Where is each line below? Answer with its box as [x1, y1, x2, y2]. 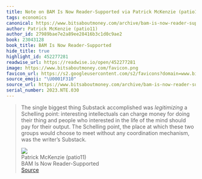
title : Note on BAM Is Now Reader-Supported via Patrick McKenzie [6, 8, 176, 15]
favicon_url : [6, 71, 39, 77]
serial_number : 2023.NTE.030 [6, 87, 79, 93]
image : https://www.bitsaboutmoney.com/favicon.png [6, 64, 138, 71]
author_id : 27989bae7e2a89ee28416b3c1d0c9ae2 [6, 31, 122, 37]
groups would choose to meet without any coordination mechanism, [20, 129, 190, 136]
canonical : [6, 20, 34, 26]
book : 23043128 [6, 37, 44, 43]
